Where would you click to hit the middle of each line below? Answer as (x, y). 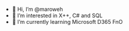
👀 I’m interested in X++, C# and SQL (57, 15)
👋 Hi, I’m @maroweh (37, 9)
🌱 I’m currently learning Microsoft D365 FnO (67, 22)
